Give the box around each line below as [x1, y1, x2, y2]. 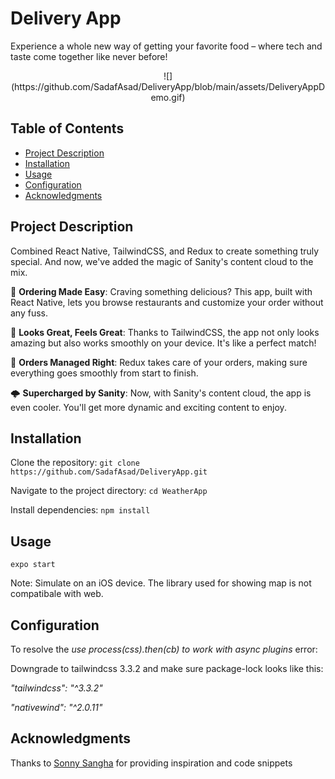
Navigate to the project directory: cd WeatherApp [10, 485, 208, 497]
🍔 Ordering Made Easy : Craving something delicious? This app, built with [10, 285, 313, 297]
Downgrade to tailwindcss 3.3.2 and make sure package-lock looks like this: [10, 663, 324, 674]
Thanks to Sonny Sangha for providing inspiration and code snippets [10, 757, 293, 769]
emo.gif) [150, 91, 186, 103]
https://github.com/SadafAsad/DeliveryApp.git [10, 467, 208, 477]
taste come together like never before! [10, 50, 168, 62]
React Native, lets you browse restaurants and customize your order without [10, 296, 324, 308]
